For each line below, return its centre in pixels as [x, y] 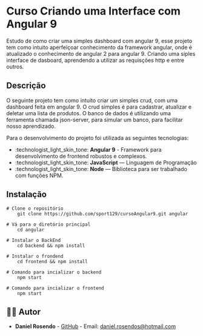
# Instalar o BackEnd [34, 240]
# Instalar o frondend [35, 256]
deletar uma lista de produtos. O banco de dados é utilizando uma [89, 113]
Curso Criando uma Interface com [93, 11]
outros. [15, 66]
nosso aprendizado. [31, 126]
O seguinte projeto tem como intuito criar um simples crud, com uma [92, 100]
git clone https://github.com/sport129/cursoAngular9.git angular [103, 213]
